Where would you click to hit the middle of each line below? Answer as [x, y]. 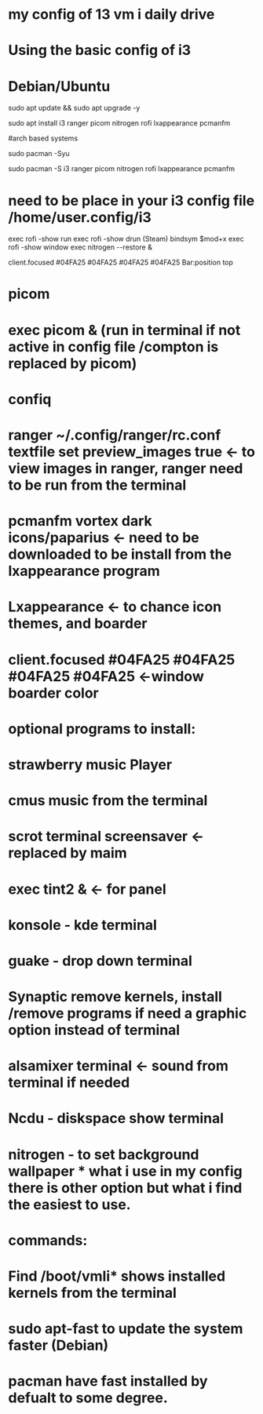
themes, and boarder [78, 623]
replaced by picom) [73, 363]
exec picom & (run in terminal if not [124, 330]
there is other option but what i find [125, 1188]
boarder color [54, 693]
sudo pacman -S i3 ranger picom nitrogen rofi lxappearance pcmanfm [122, 169]
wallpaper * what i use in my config [125, 1171]
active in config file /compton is [113, 346]
